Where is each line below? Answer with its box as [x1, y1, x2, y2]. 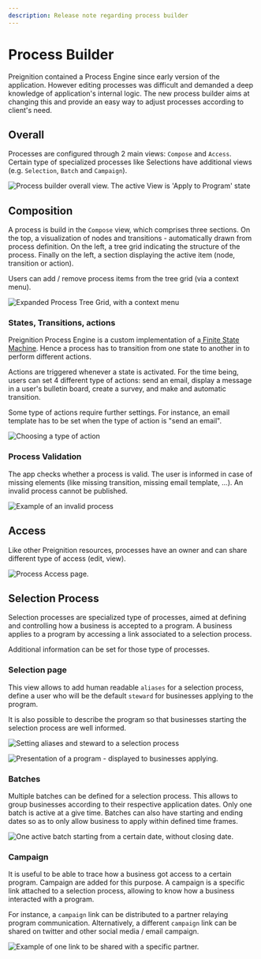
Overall [8, 128, 45, 141]
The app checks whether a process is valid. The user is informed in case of [8, 469, 253, 479]
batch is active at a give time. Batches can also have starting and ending [8, 808, 243, 818]
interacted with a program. [8, 894, 95, 904]
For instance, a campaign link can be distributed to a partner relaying [8, 910, 229, 920]
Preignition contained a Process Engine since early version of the [8, 72, 220, 81]
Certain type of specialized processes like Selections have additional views [8, 157, 252, 167]
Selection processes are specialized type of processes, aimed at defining [8, 613, 247, 622]
